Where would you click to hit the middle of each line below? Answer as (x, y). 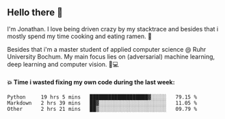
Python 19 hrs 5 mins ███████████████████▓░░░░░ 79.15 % (102, 97)
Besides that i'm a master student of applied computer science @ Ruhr (107, 49)
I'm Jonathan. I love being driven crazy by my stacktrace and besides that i (113, 29)
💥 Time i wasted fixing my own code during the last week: (91, 82)
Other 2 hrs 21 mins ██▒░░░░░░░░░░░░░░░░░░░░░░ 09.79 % (102, 109)
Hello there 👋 (35, 13)
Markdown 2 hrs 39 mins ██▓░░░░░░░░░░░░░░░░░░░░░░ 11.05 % (102, 103)
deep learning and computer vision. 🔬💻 (63, 64)
